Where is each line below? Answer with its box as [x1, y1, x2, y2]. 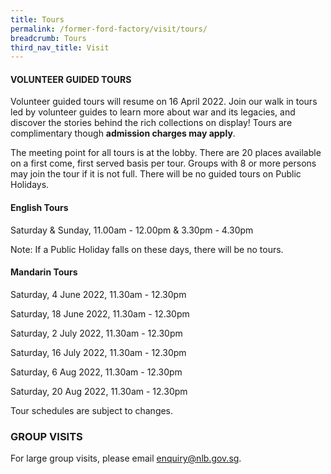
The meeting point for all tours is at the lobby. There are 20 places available [10, 147, 322, 159]
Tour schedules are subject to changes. [10, 404, 174, 416]
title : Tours [10, 14, 65, 25]
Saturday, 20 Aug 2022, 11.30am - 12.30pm [10, 385, 188, 397]
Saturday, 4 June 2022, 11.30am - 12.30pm [10, 288, 187, 300]
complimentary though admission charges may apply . [10, 127, 236, 140]
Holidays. [10, 179, 50, 191]
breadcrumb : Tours [10, 33, 87, 43]
